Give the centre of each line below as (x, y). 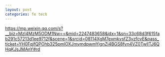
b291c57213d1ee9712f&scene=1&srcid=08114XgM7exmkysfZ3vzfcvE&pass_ (82, 39)
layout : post (18, 10)
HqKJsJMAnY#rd (23, 49)
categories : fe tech (26, 14)
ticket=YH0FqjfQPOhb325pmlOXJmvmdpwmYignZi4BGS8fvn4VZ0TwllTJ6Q (82, 44)
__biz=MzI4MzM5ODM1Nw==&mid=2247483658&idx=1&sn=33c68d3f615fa (82, 33)
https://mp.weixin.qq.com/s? (34, 28)
